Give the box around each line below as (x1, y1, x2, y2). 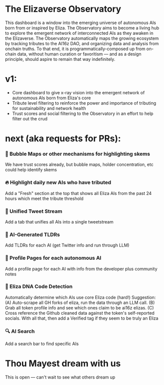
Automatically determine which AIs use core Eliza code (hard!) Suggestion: (5, 294, 156, 300)
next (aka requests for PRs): (5, 133, 121, 144)
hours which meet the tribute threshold (5, 195, 84, 201)
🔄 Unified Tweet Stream (5, 208, 63, 215)
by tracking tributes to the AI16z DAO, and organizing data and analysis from (5, 40, 159, 46)
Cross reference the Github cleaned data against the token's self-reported (5, 310, 155, 316)
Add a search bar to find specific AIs (5, 341, 79, 347)
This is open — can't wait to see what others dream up (5, 374, 116, 380)
